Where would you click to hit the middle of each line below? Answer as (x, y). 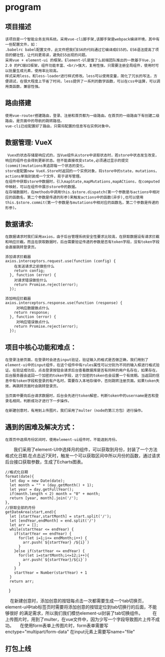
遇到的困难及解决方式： (41, 427)
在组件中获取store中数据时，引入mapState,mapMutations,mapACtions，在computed (82, 181)
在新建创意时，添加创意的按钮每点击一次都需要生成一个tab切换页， (78, 601)
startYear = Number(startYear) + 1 (51, 573)
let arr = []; (24, 525)
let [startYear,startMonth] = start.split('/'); (61, 516)
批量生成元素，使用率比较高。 (35, 71)
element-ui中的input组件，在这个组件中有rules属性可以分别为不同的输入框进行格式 (81, 365)
